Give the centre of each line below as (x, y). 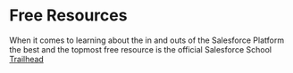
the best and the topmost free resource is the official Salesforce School (141, 49)
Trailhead (27, 59)
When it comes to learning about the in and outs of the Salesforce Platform (146, 40)
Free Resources (68, 16)
